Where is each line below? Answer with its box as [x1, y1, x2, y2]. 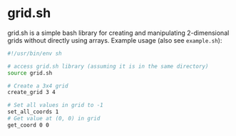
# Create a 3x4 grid [7, 82, 69, 90]
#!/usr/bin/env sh [7, 50, 62, 57]
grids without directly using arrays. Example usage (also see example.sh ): [7, 36, 222, 44]
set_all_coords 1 [7, 108, 59, 115]
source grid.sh [7, 69, 53, 76]
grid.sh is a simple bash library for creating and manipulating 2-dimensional [7, 28, 230, 37]
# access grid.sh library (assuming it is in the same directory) [7, 63, 209, 70]
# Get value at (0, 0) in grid [7, 115, 101, 122]
